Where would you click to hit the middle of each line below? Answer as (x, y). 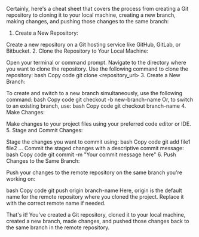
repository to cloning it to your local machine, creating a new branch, (91, 15)
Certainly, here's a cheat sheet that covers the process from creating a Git (97, 9)
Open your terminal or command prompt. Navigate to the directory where (96, 63)
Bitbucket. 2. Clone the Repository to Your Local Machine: (77, 51)
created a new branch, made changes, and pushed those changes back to (98, 221)
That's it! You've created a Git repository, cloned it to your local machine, (96, 215)
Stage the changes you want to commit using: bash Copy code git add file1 (98, 142)
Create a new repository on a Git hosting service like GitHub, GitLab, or (94, 45)
